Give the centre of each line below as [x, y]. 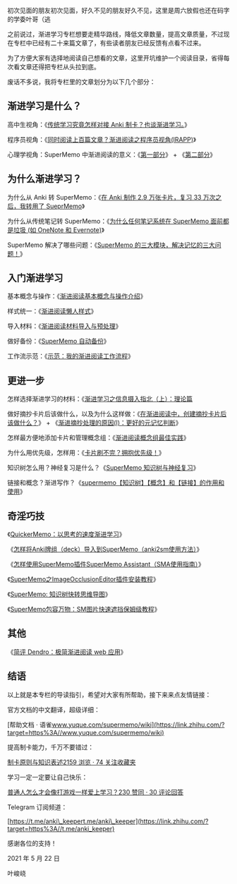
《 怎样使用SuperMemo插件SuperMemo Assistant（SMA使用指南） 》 [106, 564]
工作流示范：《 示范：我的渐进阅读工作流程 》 [71, 356]
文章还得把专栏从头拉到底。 [60, 67]
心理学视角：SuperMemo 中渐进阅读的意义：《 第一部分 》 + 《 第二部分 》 [112, 155]
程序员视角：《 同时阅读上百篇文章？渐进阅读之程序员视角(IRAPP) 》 [102, 139]
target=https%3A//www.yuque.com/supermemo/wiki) [86, 732]
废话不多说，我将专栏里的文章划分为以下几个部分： [81, 82]
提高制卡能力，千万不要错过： [50, 747]
